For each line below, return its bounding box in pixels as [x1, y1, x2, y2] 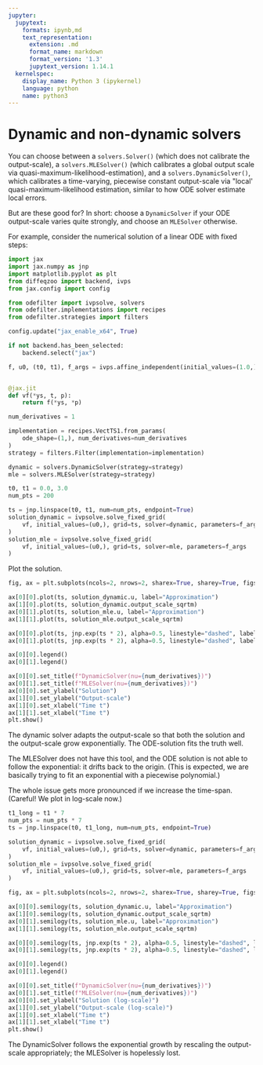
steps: [8, 240, 28, 250]
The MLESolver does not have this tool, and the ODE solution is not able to [8, 754, 248, 764]
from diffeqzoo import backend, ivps [8, 277, 131, 285]
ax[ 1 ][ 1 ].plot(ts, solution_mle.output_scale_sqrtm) [8, 615, 184, 623]
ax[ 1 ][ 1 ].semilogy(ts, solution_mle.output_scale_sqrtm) [8, 925, 198, 932]
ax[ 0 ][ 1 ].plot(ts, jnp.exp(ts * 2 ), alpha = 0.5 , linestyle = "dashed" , [8, 636, 236, 644]
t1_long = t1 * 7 [8, 809, 65, 817]
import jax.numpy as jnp [8, 263, 89, 271]
